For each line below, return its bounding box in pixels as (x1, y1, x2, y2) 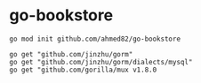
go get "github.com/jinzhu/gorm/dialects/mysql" (9, 57, 193, 66)
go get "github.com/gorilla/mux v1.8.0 (9, 65, 157, 74)
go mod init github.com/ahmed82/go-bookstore (9, 34, 181, 43)
